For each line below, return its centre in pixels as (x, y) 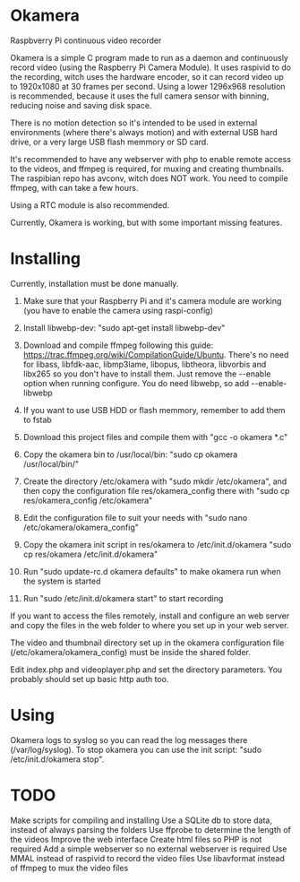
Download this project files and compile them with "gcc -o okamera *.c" (155, 437)
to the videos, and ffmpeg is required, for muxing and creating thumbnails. (147, 169)
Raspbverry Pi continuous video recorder (86, 40)
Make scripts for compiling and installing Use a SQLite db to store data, (141, 820)
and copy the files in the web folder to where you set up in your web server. (150, 625)
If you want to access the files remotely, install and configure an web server (150, 616)
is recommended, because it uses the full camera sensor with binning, (140, 96)
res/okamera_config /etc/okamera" (88, 500)
